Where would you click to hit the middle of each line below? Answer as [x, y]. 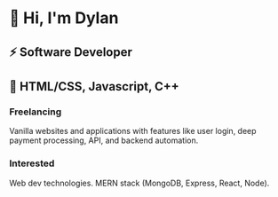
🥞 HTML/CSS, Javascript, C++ [94, 87]
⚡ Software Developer [71, 52]
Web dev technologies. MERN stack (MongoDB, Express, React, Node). [139, 183]
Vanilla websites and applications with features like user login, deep [133, 131]
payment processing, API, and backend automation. [104, 140]
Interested [32, 163]
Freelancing [36, 112]
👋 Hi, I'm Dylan [64, 18]
